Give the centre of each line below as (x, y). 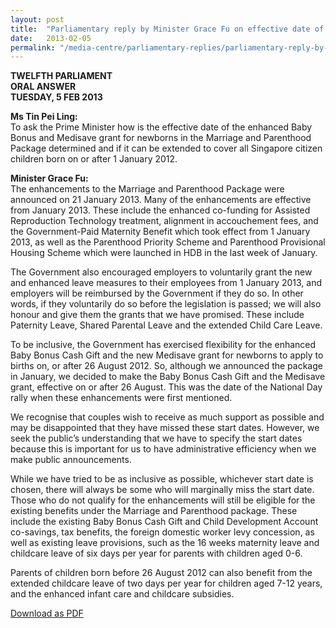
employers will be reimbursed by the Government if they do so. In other (157, 293)
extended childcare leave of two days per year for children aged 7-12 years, (166, 583)
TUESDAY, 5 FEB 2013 (56, 97)
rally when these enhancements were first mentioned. (121, 398)
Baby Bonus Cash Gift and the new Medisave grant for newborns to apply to (167, 355)
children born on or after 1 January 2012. (94, 159)
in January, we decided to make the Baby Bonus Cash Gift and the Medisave (168, 377)
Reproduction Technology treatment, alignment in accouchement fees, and (164, 221)
